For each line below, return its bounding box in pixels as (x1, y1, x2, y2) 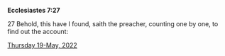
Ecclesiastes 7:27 (7, 6, 60, 14)
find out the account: (7, 28, 69, 35)
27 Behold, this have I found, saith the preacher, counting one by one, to (7, 20, 219, 28)
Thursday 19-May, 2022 (7, 41, 78, 49)
